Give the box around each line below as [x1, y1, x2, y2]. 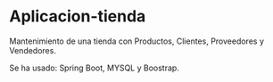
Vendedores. [9, 45, 56, 55]
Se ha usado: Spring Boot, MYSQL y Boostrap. [9, 62, 180, 73]
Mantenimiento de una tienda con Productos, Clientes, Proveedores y [9, 36, 265, 46]
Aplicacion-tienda [9, 6, 146, 27]
